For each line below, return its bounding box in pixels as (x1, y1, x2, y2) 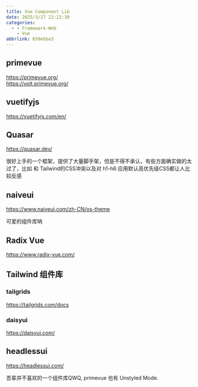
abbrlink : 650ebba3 (6, 36, 54, 42)
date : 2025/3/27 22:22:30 (6, 14, 70, 20)
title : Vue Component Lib (6, 8, 70, 15)
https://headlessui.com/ (6, 362, 64, 369)
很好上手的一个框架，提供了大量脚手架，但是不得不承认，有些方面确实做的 (6, 158, 187, 165)
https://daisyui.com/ (6, 329, 55, 337)
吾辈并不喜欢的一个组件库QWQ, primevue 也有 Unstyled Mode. (6, 374, 159, 381)
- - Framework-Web (11, 25, 57, 31)
